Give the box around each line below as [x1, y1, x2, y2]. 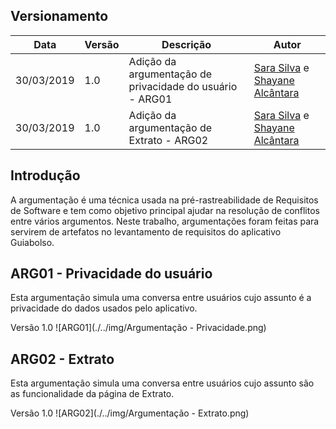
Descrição [161, 37, 212, 51]
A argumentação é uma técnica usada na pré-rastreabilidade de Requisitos [10, 194, 319, 206]
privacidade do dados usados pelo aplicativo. [10, 302, 198, 314]
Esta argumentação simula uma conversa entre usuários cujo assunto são [10, 377, 315, 389]
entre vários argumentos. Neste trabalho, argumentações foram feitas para [10, 215, 320, 227]
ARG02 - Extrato [10, 350, 115, 368]
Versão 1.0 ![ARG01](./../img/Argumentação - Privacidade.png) [10, 322, 267, 334]
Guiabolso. [10, 236, 55, 248]
